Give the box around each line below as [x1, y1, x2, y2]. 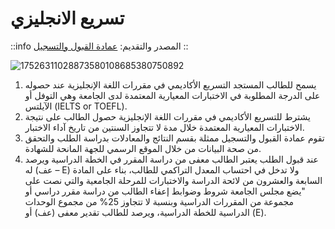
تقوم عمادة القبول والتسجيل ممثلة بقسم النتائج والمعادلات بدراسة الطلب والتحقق [24, 132, 325, 144]
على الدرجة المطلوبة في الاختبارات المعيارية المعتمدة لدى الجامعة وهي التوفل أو [24, 89, 321, 101]
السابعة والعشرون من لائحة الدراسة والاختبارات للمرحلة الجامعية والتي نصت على [24, 174, 323, 186]
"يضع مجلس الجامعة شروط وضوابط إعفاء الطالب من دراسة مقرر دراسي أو [24, 185, 306, 197]
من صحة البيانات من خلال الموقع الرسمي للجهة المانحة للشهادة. [24, 142, 262, 154]
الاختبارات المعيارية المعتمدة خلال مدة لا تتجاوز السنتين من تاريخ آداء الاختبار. [24, 121, 305, 133]
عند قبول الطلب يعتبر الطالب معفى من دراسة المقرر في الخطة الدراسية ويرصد [24, 153, 319, 165]
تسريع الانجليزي [10, 7, 125, 30]
